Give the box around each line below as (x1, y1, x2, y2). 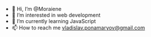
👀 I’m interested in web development (11, 12, 101, 18)
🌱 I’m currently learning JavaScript (11, 18, 96, 24)
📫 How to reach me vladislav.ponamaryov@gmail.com (11, 24, 146, 31)
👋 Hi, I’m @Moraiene (11, 6, 62, 12)
